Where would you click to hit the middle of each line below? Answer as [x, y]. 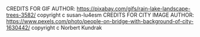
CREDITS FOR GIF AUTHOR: [41, 9]
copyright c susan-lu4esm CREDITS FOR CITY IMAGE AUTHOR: [116, 15]
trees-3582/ [21, 15]
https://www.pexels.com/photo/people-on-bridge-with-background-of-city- [100, 21]
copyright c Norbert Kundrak [67, 27]
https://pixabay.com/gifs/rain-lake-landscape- [134, 9]
